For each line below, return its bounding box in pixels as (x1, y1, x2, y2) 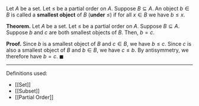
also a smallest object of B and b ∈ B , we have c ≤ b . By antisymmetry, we (6, 47, 189, 54)
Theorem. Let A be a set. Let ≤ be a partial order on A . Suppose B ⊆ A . (6, 23, 180, 29)
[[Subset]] (14, 88, 40, 94)
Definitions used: (6, 70, 47, 77)
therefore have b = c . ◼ (6, 53, 64, 59)
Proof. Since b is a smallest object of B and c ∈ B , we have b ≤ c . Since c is (6, 41, 191, 47)
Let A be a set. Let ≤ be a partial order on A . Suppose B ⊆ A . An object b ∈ (6, 5, 190, 12)
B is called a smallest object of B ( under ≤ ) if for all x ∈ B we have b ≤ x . (6, 11, 185, 18)
